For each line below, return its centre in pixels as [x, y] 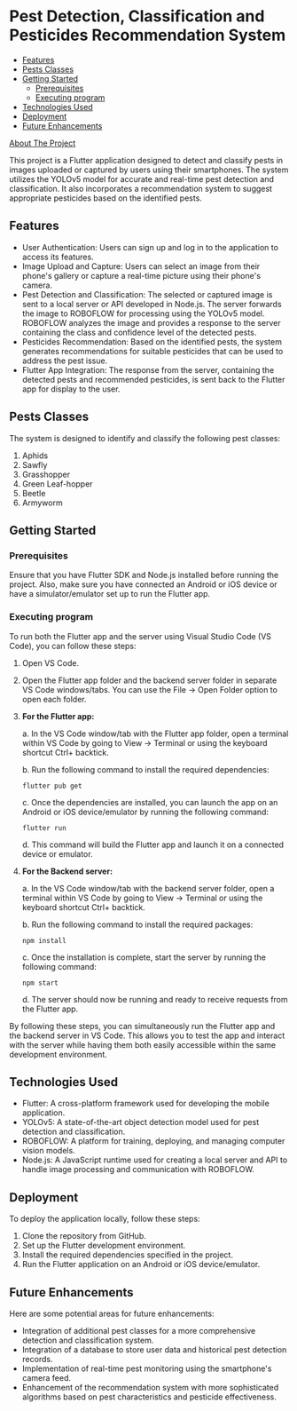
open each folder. [54, 699]
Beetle [34, 493]
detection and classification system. [88, 1340]
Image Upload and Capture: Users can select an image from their [141, 266]
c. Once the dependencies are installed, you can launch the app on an [150, 802]
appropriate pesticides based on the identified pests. [106, 198]
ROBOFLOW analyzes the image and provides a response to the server [151, 322]
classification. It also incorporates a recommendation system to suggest [141, 188]
